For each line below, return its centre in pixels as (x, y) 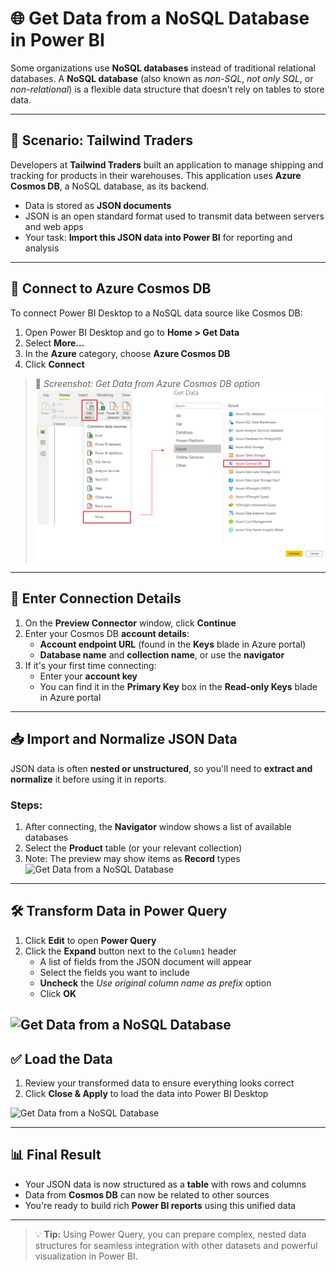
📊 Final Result (56, 1155)
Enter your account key (88, 676)
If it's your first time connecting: (90, 665)
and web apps (54, 226)
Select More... (54, 343)
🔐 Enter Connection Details (96, 598)
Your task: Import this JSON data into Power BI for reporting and (158, 237)
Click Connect (54, 364)
